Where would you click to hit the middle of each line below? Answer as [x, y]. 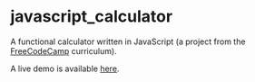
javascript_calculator [92, 17]
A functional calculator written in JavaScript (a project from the [128, 41]
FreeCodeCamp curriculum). [64, 50]
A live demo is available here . [65, 68]
